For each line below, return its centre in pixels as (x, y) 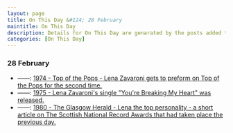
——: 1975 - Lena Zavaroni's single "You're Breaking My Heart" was (114, 93)
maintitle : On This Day (42, 26)
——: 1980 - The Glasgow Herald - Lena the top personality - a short (115, 108)
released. (31, 100)
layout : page (26, 13)
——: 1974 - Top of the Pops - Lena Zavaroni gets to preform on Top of (118, 78)
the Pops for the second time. (60, 85)
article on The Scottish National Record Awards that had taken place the (120, 115)
